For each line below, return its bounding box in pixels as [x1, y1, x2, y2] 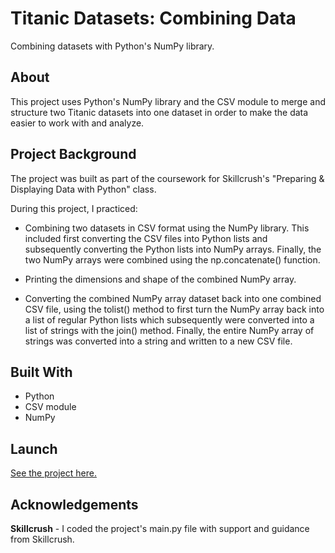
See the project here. [10, 467, 97, 479]
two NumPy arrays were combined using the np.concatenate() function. [24, 253, 321, 266]
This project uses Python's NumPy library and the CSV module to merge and [10, 95, 326, 107]
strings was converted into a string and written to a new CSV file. [24, 335, 293, 347]
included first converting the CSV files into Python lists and [24, 232, 268, 244]
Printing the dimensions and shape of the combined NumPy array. [24, 273, 297, 285]
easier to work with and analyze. [10, 117, 145, 129]
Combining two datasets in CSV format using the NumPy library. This [24, 222, 310, 234]
